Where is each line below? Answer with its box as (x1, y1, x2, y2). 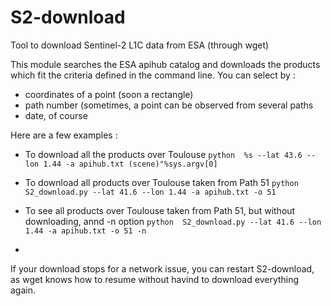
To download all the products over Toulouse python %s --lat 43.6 (24, 148, 303, 160)
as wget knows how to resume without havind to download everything (10, 273, 300, 285)
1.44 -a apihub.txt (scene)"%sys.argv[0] (43, 159, 218, 169)
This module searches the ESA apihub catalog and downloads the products (10, 58, 321, 70)
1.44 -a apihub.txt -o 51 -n (24, 226, 147, 236)
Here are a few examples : (10, 129, 118, 141)
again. (10, 284, 37, 296)
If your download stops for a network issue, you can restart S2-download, (10, 262, 315, 275)
